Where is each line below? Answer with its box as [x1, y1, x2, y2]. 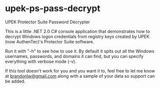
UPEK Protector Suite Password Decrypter [5, 19, 90, 25]
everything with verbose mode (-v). [5, 58, 77, 64]
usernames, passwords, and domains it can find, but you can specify [5, 53, 144, 59]
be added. [5, 78, 26, 84]
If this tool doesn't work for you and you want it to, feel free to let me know [5, 68, 155, 73]
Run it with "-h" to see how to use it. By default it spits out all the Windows [5, 48, 155, 54]
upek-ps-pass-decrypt [5, 3, 100, 14]
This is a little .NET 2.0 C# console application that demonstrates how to [5, 28, 150, 34]
